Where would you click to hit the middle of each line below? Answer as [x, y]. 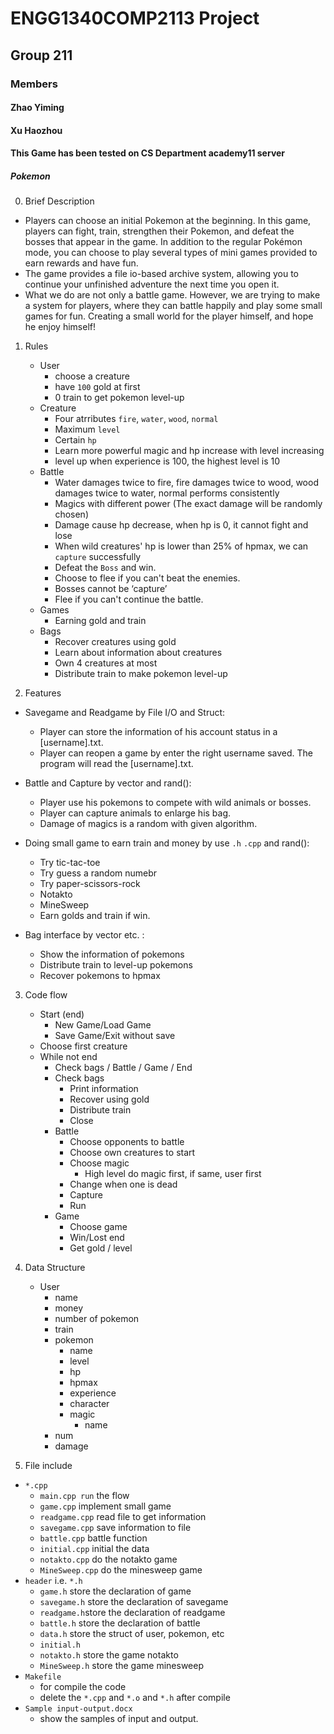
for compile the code [83, 1687]
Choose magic [99, 1163]
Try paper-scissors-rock [90, 884]
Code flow [46, 995]
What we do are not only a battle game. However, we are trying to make [172, 295]
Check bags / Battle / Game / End [123, 1068]
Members [34, 84]
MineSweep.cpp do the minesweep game [121, 1570]
